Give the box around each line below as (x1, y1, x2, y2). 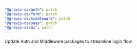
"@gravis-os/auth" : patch (4, 7, 57, 12)
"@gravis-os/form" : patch (4, 12, 57, 16)
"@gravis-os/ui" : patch (4, 25, 53, 30)
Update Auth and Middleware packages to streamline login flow (4, 38, 132, 44)
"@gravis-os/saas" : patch (4, 20, 57, 26)
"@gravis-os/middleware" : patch (4, 16, 70, 21)
